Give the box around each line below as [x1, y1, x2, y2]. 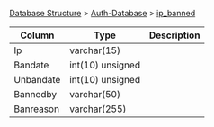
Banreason [13, 103, 60, 115]
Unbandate [13, 74, 61, 86]
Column [20, 29, 55, 41]
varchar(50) [68, 88, 121, 100]
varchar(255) [68, 103, 127, 115]
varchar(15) [68, 44, 121, 57]
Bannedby [13, 88, 57, 100]
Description [148, 29, 201, 41]
